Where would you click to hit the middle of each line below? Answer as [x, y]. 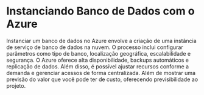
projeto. [16, 85]
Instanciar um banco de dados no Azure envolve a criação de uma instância [101, 41]
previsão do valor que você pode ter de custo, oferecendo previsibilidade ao [102, 79]
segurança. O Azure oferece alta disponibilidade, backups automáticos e [98, 60]
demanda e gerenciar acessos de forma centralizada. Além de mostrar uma [101, 73]
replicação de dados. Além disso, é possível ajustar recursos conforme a [98, 66]
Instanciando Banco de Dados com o [100, 11]
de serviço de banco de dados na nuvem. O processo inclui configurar [95, 47]
